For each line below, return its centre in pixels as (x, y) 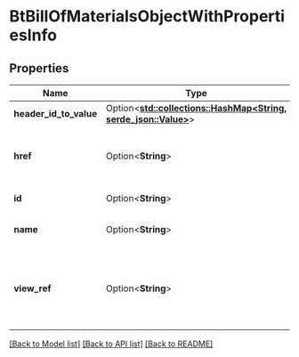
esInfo (33, 35)
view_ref (32, 288)
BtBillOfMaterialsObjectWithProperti (147, 16)
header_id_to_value (56, 114)
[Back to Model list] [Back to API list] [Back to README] (111, 344)
